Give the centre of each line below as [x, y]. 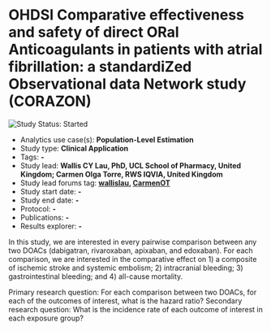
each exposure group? [46, 318]
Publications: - [44, 217]
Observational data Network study [127, 84]
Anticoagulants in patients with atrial [135, 50]
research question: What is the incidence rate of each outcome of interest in [136, 309]
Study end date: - [49, 200]
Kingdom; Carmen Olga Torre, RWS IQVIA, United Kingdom [121, 174]
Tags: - [32, 157]
